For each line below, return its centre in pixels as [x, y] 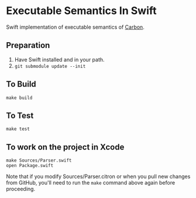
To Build [21, 84]
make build [19, 98]
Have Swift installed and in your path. [59, 59]
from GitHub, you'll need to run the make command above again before [91, 183]
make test [18, 129]
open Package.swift [30, 166]
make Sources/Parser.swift [39, 161]
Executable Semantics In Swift [81, 11]
